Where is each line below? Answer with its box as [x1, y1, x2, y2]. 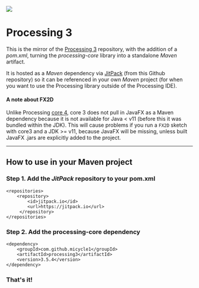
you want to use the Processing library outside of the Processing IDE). [6, 82, 178, 89]
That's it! [6, 276, 33, 284]
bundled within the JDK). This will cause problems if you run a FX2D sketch [6, 121, 188, 129]
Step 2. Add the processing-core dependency [6, 228, 140, 236]
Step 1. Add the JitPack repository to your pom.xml [6, 175, 156, 183]
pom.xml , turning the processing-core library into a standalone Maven [6, 52, 178, 59]
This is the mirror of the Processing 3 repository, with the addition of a [6, 45, 178, 53]
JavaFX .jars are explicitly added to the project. [6, 134, 121, 142]
